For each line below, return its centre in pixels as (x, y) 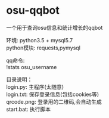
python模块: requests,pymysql (43, 48)
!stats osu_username (32, 67)
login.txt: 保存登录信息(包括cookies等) (53, 94)
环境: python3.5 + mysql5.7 (40, 40)
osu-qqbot (33, 10)
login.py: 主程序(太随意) (35, 86)
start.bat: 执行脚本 (29, 109)
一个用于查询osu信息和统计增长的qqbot (54, 27)
